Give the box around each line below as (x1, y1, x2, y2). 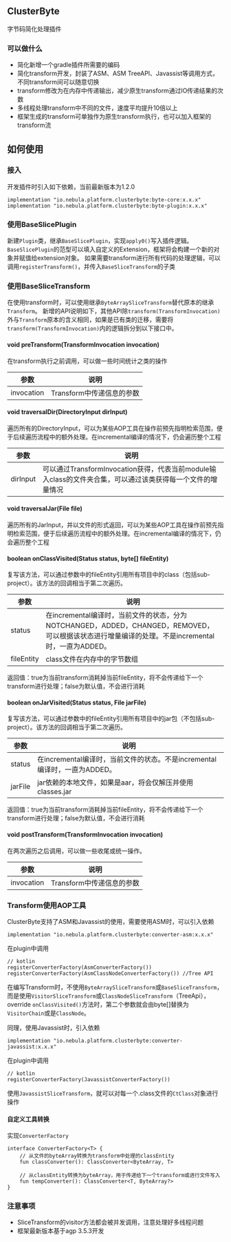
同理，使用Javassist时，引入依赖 (7, 1023, 100, 1032)
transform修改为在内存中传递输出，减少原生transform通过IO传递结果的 (16, 86, 218, 95)
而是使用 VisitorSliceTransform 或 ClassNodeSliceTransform (7, 992, 173, 1000)
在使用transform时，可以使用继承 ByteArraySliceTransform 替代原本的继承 (7, 298, 214, 306)
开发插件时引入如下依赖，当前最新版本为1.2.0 (7, 182, 135, 190)
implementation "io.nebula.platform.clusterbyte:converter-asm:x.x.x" (7, 931, 214, 938)
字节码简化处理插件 (7, 24, 62, 33)
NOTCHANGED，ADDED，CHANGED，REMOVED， (45, 621, 214, 631)
